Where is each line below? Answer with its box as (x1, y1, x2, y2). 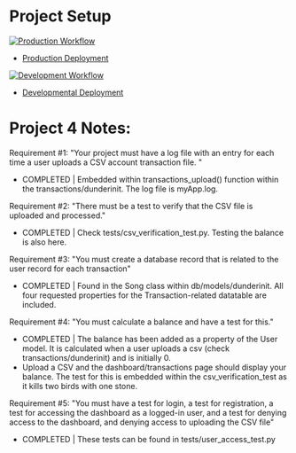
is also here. (21, 237, 67, 247)
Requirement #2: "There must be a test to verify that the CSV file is (9, 200, 253, 211)
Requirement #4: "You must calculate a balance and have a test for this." (9, 316, 274, 327)
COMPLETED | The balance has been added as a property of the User (21, 333, 278, 344)
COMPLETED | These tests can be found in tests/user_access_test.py (21, 433, 277, 444)
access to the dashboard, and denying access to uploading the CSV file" (9, 417, 275, 427)
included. (21, 299, 57, 309)
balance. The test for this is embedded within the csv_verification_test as (21, 371, 288, 382)
